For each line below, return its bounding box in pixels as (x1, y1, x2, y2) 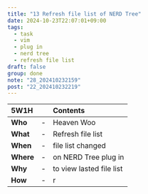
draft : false (7, 63, 46, 70)
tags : (7, 23, 23, 31)
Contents (53, 106, 85, 116)
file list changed (53, 141, 107, 151)
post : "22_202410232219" (7, 83, 81, 90)
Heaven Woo (53, 118, 96, 128)
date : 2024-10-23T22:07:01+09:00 (7, 17, 107, 24)
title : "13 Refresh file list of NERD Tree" (7, 10, 142, 18)
